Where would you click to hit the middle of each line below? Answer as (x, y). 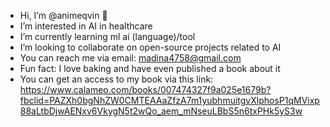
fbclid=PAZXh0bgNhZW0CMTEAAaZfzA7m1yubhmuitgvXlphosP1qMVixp (169, 100)
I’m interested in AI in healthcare (86, 26)
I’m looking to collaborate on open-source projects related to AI (150, 47)
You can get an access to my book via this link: (116, 79)
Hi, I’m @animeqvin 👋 (63, 15)
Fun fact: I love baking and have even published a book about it (150, 68)
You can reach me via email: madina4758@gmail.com (130, 58)
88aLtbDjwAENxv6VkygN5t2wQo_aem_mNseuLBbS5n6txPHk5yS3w (161, 111)
